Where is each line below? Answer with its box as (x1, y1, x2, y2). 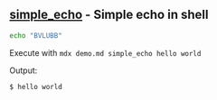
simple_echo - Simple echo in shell (9, 7, 209, 23)
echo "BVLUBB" (9, 31, 63, 40)
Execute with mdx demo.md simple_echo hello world (9, 47, 202, 58)
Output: (9, 65, 38, 76)
